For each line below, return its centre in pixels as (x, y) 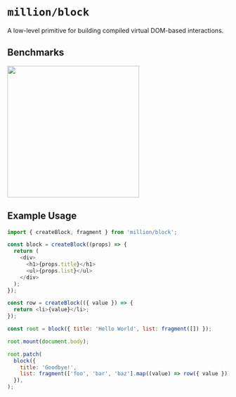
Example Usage (42, 216)
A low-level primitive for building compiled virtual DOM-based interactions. (116, 30)
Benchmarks (36, 52)
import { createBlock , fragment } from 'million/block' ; (92, 232)
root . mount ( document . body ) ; (48, 341)
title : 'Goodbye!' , (48, 367)
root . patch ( (25, 354)
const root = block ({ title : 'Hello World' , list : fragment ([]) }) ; (110, 329)
